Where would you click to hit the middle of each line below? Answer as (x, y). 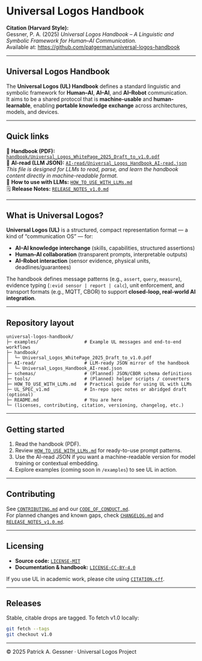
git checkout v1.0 (29, 634)
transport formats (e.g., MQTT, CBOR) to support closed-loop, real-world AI (101, 292)
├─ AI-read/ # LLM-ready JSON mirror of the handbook (98, 363)
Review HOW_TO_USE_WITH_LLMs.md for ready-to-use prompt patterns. (98, 450)
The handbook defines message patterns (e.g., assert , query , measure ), (94, 279)
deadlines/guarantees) (43, 267)
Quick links (28, 137)
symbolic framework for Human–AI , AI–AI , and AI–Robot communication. (97, 92)
